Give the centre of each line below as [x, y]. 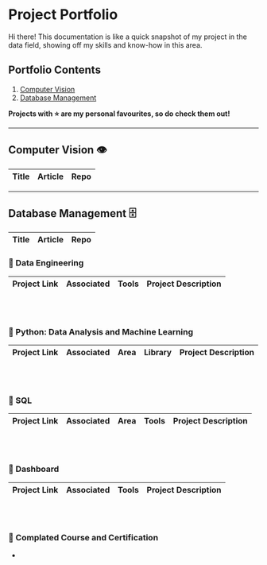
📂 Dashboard [34, 469]
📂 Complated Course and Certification [83, 538]
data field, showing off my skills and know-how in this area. [105, 45]
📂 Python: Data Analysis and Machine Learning [101, 331]
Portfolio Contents [55, 70]
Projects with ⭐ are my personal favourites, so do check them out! [119, 114]
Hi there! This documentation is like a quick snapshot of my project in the [128, 37]
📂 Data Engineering [46, 263]
